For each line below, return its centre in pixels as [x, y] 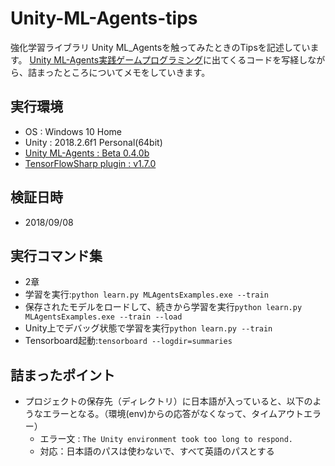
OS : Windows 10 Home [73, 131]
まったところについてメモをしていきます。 [123, 72]
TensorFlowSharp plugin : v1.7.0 [90, 163]
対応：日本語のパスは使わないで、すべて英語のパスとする [157, 451]
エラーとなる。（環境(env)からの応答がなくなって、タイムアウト [173, 414]
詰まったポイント [63, 375]
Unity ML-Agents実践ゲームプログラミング [116, 59]
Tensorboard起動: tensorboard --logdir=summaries [128, 341]
